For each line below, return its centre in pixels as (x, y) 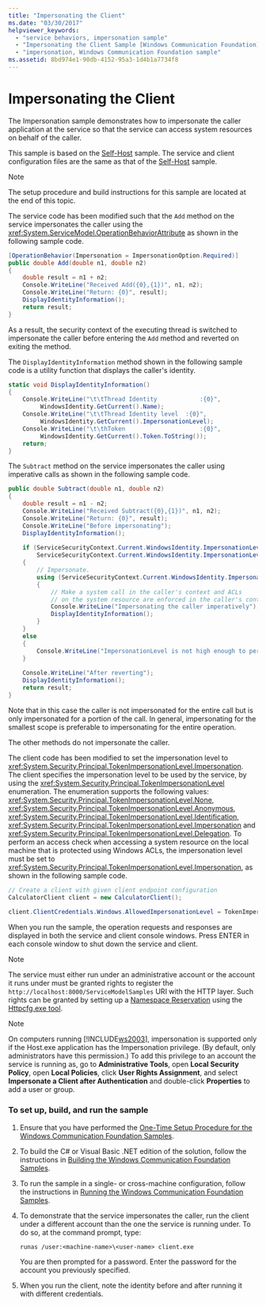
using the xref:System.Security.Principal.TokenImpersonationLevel (116, 783)
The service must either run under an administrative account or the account (132, 975)
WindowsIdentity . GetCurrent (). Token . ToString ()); (123, 436)
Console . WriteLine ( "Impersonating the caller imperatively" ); (155, 607)
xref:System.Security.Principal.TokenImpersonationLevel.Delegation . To (125, 833)
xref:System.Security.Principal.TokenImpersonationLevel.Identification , (124, 816)
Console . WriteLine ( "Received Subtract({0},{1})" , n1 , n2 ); (122, 512)
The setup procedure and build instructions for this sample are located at (127, 192)
